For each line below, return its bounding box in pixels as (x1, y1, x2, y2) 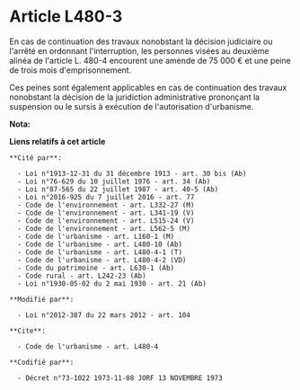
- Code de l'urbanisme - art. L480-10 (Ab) (17, 240, 182, 249)
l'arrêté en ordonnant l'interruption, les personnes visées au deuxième (9, 45, 269, 56)
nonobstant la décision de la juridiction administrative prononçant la (9, 92, 260, 102)
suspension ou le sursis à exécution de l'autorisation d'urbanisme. (9, 101, 254, 111)
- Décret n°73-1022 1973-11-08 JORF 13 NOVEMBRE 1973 (17, 373, 223, 383)
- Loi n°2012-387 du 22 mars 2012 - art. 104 (17, 310, 191, 320)
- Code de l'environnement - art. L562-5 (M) (17, 224, 191, 233)
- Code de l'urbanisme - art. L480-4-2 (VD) (17, 255, 187, 264)
